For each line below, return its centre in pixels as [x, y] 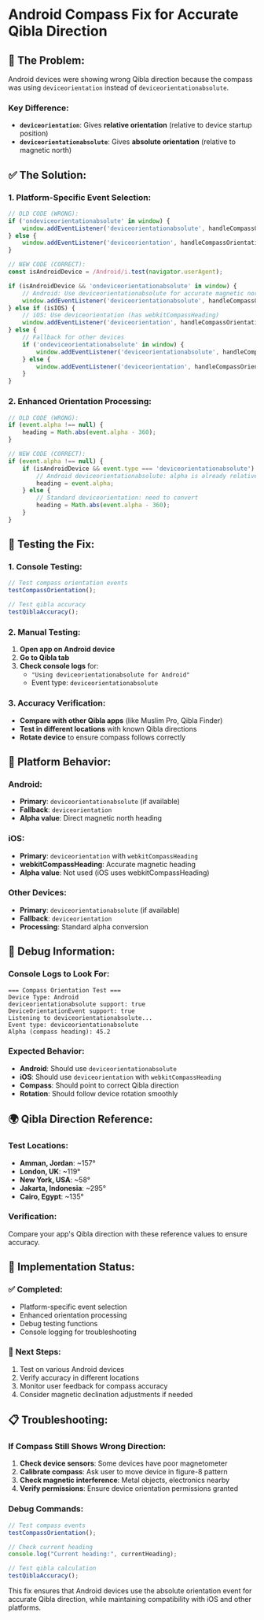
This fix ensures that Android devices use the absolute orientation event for [130, 1591]
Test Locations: [38, 1146]
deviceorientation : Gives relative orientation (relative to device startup [136, 125]
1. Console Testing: [45, 567]
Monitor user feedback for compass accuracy [93, 1386]
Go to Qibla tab [44, 658]
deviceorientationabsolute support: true [77, 1004]
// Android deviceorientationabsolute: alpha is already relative [147, 476]
